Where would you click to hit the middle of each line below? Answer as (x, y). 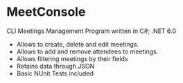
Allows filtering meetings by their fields (72, 58)
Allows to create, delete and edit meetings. (78, 44)
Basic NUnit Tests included (55, 73)
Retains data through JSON (55, 66)
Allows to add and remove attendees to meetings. (87, 51)
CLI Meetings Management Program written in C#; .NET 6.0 (91, 31)
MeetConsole (46, 12)
